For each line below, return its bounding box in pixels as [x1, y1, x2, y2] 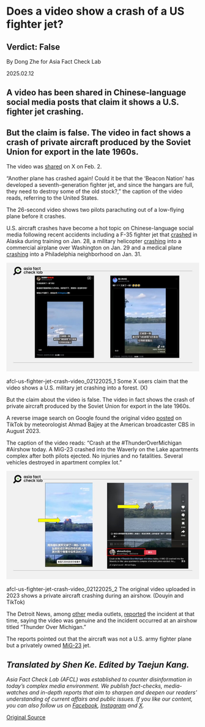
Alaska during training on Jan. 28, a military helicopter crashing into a [6, 238, 182, 245]
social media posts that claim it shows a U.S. [6, 97, 179, 108]
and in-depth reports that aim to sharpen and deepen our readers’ [29, 689, 198, 696]
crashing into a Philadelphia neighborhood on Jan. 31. [6, 250, 142, 258]
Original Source [6, 714, 46, 721]
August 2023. [6, 427, 41, 434]
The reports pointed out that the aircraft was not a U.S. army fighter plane [6, 635, 192, 642]
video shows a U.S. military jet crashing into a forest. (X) [6, 384, 148, 391]
